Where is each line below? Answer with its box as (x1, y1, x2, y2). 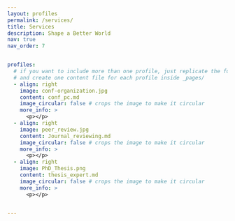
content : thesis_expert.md (20, 172, 99, 178)
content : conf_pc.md (20, 93, 80, 101)
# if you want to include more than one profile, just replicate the (13, 68, 220, 75)
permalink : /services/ (7, 17, 73, 24)
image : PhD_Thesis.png (20, 165, 86, 172)
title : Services (7, 23, 55, 30)
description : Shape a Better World (7, 29, 111, 37)
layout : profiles (7, 10, 58, 17)
